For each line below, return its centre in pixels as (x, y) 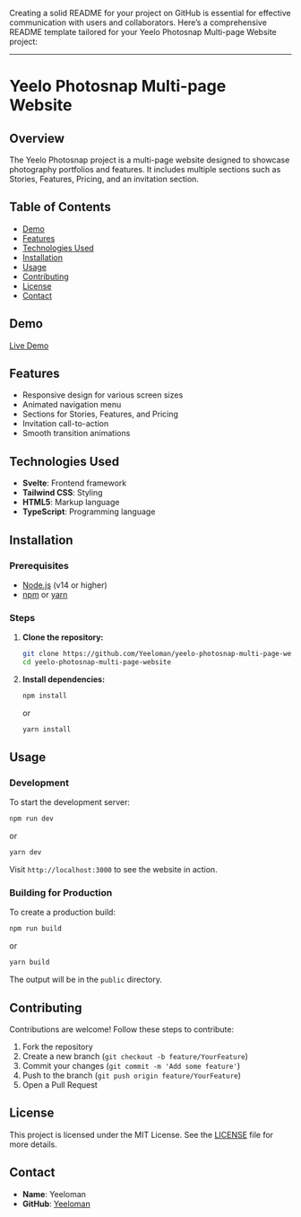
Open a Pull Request (60, 1085)
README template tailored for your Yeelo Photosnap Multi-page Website (143, 32)
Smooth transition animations (76, 433)
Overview (37, 138)
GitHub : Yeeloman (56, 1204)
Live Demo (29, 346)
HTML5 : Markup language (71, 503)
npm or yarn (45, 594)
